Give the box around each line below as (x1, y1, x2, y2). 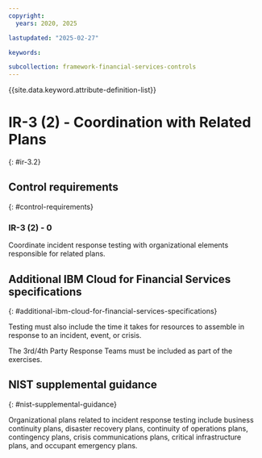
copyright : (8, 11, 45, 20)
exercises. (8, 354, 43, 364)
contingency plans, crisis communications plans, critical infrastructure (8, 432, 242, 442)
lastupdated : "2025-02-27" (8, 34, 99, 42)
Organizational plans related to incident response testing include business (8, 414, 254, 424)
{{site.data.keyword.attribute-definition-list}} (8, 85, 157, 95)
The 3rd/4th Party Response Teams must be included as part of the (8, 346, 233, 356)
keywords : (8, 48, 42, 56)
